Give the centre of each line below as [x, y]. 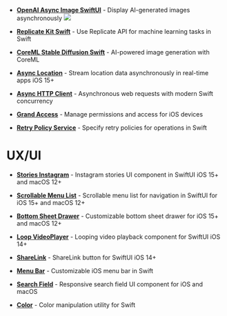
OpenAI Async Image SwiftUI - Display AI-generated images [103, 10]
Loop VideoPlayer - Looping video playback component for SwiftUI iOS [118, 237]
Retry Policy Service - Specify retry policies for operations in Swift [112, 128]
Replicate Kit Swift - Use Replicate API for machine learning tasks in [114, 31]
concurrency [34, 101]
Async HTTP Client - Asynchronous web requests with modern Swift [115, 93]
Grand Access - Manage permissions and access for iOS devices [110, 114]
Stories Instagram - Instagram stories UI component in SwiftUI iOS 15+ [117, 175]
